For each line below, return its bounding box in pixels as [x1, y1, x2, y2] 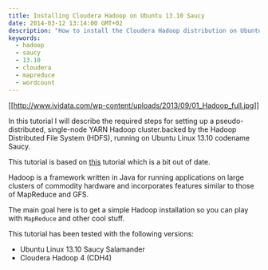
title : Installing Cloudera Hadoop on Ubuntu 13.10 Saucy [8, 11, 205, 20]
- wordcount [15, 78, 56, 86]
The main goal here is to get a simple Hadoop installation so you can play [8, 204, 249, 214]
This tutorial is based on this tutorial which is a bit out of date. [8, 157, 211, 166]
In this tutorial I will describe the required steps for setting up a [8, 116, 215, 125]
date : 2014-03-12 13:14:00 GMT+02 [8, 19, 124, 27]
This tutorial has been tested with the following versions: [8, 228, 194, 238]
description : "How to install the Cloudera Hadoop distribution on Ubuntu [8, 26, 262, 34]
